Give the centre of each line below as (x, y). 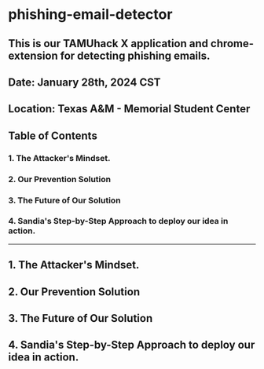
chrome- (232, 44)
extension (33, 55)
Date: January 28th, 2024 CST (84, 82)
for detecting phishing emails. (135, 55)
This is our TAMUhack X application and (108, 44)
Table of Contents (53, 135)
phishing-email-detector (90, 15)
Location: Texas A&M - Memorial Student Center (129, 109)
